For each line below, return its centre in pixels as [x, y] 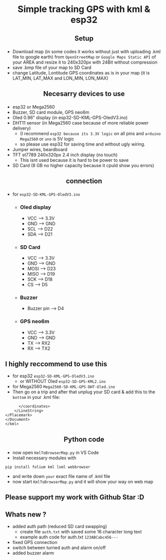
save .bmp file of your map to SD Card [52, 67]
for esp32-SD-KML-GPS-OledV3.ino [46, 194]
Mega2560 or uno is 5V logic [47, 139]
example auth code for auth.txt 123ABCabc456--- [69, 537]
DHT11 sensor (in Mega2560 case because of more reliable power [80, 123]
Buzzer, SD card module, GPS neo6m [51, 112]
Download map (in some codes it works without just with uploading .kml [86, 52]
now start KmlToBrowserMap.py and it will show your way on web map [83, 481]
